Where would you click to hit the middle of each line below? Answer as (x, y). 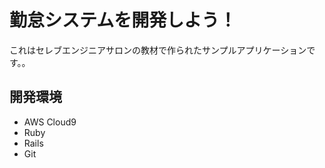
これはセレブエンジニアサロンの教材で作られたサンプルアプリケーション (158, 50)
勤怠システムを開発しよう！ (123, 20)
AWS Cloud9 (50, 122)
